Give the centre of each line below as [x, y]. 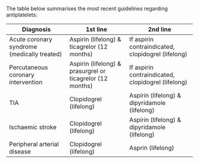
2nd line [160, 29]
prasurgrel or [88, 71]
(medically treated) [36, 54]
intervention [26, 82]
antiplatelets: [22, 15]
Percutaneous [29, 67]
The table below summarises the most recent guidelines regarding [87, 9]
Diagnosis [36, 29]
